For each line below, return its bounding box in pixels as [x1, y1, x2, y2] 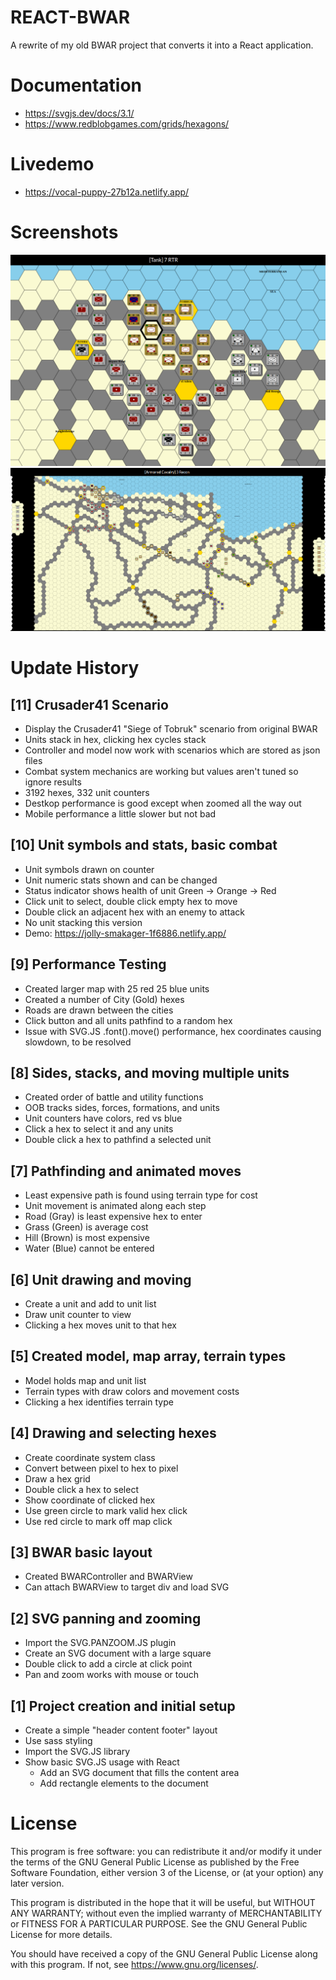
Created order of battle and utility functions [24, 1091, 204, 1103]
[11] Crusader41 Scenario [10, 696, 169, 713]
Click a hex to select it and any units [24, 1123, 174, 1135]
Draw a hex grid [24, 1472, 91, 1485]
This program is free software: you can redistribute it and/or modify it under [10, 1846, 322, 1858]
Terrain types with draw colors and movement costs [24, 1385, 240, 1397]
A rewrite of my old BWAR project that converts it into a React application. [10, 39, 314, 51]
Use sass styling [24, 1735, 93, 1747]
